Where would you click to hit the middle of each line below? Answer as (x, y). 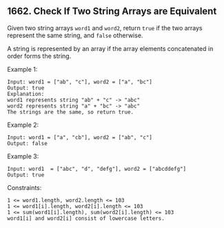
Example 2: (23, 125)
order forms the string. (39, 56)
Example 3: (23, 156)
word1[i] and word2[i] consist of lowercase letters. (86, 218)
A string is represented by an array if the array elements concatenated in (110, 48)
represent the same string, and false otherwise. (75, 35)
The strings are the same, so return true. (71, 112)
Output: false (28, 143)
